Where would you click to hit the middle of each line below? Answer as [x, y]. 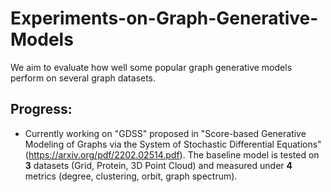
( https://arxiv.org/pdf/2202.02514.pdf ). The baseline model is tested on [172, 154]
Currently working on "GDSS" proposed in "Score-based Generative [165, 133]
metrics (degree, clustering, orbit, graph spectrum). [131, 176]
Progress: [41, 109]
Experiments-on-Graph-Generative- [164, 18]
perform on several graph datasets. [83, 78]
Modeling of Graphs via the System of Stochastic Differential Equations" [173, 144]
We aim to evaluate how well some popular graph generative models [151, 67]
